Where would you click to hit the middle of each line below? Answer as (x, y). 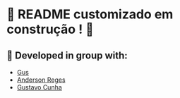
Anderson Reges (41, 80)
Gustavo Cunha (40, 87)
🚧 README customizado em (90, 14)
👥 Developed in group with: (67, 55)
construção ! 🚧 (50, 29)
